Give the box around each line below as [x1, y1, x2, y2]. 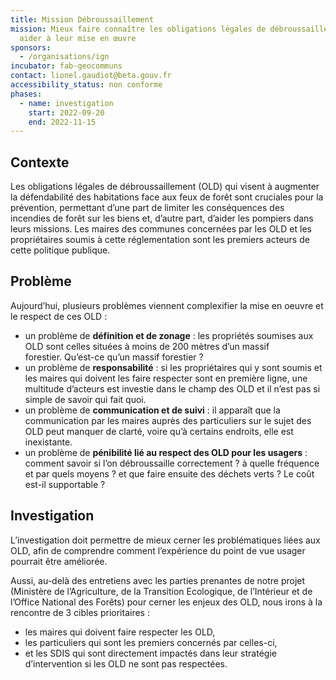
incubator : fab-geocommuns [10, 61, 123, 71]
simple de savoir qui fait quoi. [24, 393, 147, 405]
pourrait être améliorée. [10, 555, 108, 567]
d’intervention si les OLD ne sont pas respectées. [24, 657, 228, 670]
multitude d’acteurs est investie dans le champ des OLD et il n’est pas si [24, 382, 321, 395]
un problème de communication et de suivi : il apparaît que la [24, 404, 281, 416]
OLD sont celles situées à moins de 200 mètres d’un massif [24, 340, 270, 352]
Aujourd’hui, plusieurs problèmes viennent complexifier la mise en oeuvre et [10, 299, 324, 311]
